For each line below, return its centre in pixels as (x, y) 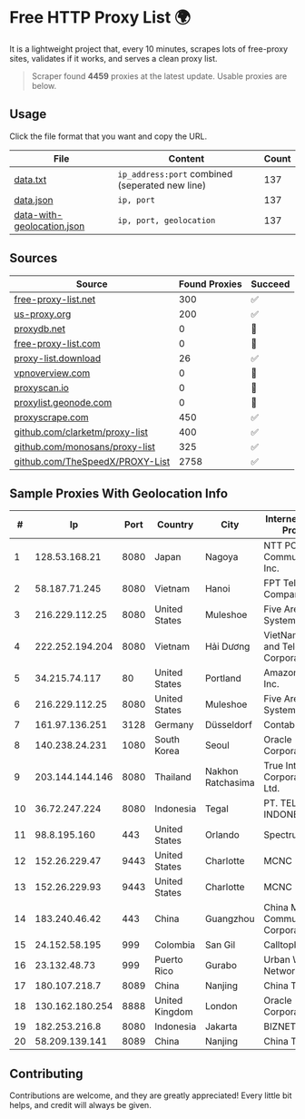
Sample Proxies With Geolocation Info (119, 493)
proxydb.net (40, 329)
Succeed (271, 284)
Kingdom (173, 1012)
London (221, 1006)
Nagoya (221, 557)
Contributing (46, 1073)
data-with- (39, 214)
